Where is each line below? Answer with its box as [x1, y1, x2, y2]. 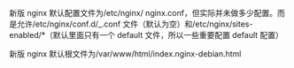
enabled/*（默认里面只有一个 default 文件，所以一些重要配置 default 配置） [9, 30, 283, 40]
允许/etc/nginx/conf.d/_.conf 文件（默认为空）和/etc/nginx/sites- [16, 19, 253, 29]
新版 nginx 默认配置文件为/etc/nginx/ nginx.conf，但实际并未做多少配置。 [9, 8, 277, 18]
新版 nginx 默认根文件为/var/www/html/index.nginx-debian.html [9, 49, 242, 59]
